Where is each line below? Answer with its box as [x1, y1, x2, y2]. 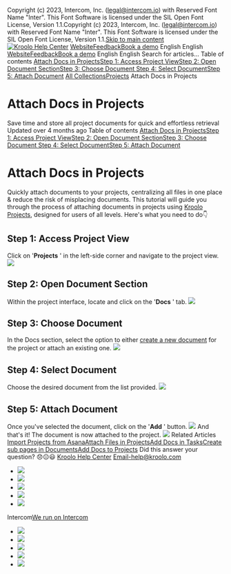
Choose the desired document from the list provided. [7, 383, 158, 392]
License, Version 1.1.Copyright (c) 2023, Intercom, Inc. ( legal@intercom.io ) [7, 21, 217, 28]
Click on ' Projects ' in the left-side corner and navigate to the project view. [7, 251, 219, 260]
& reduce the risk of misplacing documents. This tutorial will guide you [7, 195, 207, 203]
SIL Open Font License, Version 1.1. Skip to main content [7, 35, 164, 44]
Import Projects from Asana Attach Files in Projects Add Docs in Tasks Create [7, 438, 222, 446]
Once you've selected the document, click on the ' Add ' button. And [7, 422, 209, 430]
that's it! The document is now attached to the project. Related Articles [7, 430, 217, 439]
